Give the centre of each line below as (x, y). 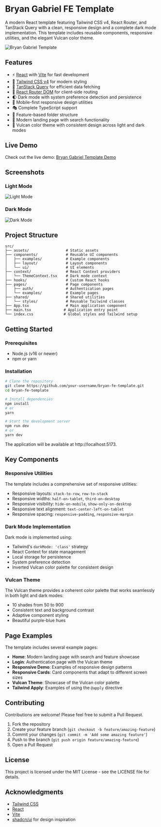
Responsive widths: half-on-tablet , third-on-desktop (66, 498)
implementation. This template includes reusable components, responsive (79, 33)
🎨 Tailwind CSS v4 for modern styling (49, 82)
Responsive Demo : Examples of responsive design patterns (72, 667)
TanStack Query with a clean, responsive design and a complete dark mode (81, 27)
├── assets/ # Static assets (52, 251)
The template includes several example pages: (51, 647)
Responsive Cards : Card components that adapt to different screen (80, 672)
